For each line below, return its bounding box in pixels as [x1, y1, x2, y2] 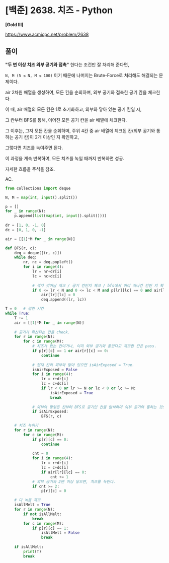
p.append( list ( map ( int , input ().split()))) [14, 214, 107, 219]
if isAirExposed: [32, 409, 69, 414]
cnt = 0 [32, 451, 49, 456]
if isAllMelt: [14, 544, 44, 549]
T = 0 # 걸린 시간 [5, 306, 44, 311]
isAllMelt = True [14, 502, 51, 508]
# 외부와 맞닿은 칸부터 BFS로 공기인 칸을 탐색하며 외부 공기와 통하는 [32, 404, 157, 409]
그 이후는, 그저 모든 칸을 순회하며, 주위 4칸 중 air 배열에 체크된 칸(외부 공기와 [5, 127, 155, 133]
